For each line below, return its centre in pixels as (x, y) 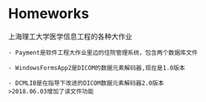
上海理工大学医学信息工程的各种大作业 (70, 36)
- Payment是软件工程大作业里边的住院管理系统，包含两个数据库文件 (103, 53)
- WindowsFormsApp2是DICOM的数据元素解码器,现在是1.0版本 (97, 67)
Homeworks (49, 14)
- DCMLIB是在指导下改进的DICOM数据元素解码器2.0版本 (86, 83)
